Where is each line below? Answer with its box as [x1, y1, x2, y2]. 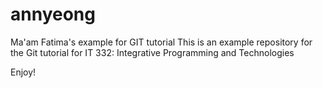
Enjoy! [10, 66, 37, 78]
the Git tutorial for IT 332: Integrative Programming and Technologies [10, 46, 295, 58]
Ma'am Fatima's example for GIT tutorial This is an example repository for [10, 36, 313, 48]
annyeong [10, 3, 96, 26]
